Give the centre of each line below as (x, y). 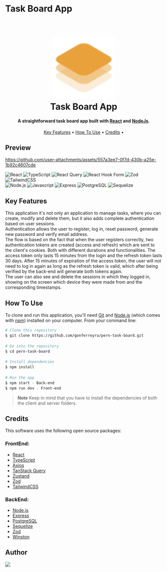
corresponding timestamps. (34, 287)
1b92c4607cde (20, 165)
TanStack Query (29, 471)
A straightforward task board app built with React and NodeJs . (84, 121)
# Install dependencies (30, 362)
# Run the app (20, 378)
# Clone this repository (31, 330)
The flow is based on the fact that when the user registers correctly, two (79, 240)
